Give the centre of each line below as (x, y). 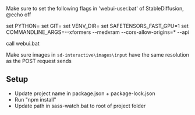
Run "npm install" (35, 99)
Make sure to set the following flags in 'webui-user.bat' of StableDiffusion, (95, 8)
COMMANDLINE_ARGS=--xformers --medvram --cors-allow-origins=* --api (98, 32)
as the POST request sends (39, 61)
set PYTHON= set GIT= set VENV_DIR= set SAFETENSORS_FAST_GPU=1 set (97, 26)
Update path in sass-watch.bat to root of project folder (80, 106)
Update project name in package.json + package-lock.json (85, 93)
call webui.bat (23, 43)
